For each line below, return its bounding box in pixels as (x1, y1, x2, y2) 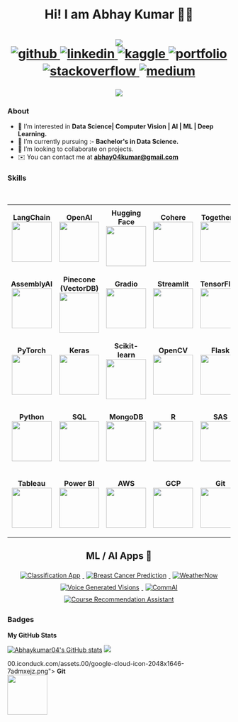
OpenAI (66, 213, 93, 223)
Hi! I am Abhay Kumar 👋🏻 (45, 6, 193, 23)
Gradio (114, 279, 138, 289)
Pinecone (62, 274, 96, 284)
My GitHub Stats (7, 631, 57, 639)
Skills (7, 173, 27, 183)
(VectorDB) (59, 284, 99, 294)
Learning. (17, 130, 47, 138)
